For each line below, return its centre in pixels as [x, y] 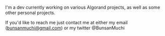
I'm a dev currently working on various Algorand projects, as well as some [83, 7]
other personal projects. [30, 13]
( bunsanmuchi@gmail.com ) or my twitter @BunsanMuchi [65, 28]
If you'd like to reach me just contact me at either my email [67, 23]
